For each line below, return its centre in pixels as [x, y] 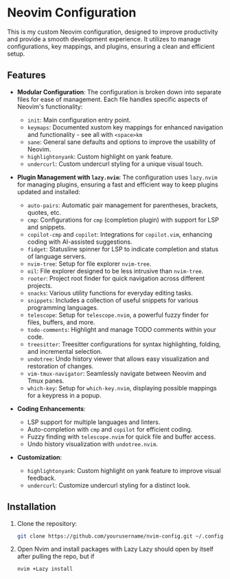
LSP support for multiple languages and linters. [94, 422]
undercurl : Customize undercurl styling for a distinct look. [109, 485]
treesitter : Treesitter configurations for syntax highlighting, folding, [124, 344]
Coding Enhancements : [51, 408]
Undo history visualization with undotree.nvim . [92, 444]
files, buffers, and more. [61, 322]
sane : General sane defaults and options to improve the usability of [122, 142]
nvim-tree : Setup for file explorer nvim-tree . [89, 264]
